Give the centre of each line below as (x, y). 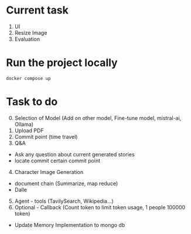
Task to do (32, 102)
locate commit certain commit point (57, 161)
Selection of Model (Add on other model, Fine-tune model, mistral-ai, (98, 118)
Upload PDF (29, 131)
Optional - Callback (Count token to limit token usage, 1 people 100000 (100, 207)
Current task (37, 10)
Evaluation (27, 39)
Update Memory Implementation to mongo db (70, 225)
